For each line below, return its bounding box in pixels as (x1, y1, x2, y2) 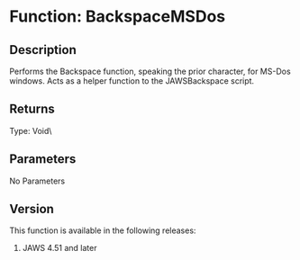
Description (9, 42, 77, 58)
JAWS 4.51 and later (22, 243, 97, 254)
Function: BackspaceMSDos (9, 6, 226, 27)
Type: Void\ (9, 125, 52, 136)
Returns (9, 102, 56, 117)
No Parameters (9, 175, 66, 186)
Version (9, 202, 54, 217)
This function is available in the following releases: (9, 225, 196, 236)
